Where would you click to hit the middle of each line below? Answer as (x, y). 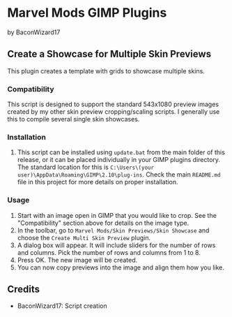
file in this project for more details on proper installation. (98, 182)
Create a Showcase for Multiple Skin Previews (109, 54)
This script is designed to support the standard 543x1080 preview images (113, 104)
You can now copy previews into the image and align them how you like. (121, 267)
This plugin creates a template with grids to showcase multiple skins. (106, 71)
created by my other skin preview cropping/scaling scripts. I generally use (114, 112)
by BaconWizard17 (34, 32)
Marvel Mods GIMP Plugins (87, 13)
